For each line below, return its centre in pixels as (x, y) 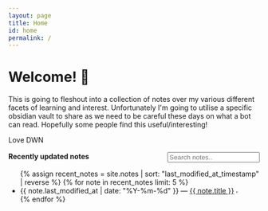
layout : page (30, 16)
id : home (23, 30)
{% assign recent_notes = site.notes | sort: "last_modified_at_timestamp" (139, 174)
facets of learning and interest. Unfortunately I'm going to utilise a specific (130, 107)
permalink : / (30, 38)
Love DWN (26, 140)
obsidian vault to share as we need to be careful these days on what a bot (130, 116)
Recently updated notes (49, 157)
